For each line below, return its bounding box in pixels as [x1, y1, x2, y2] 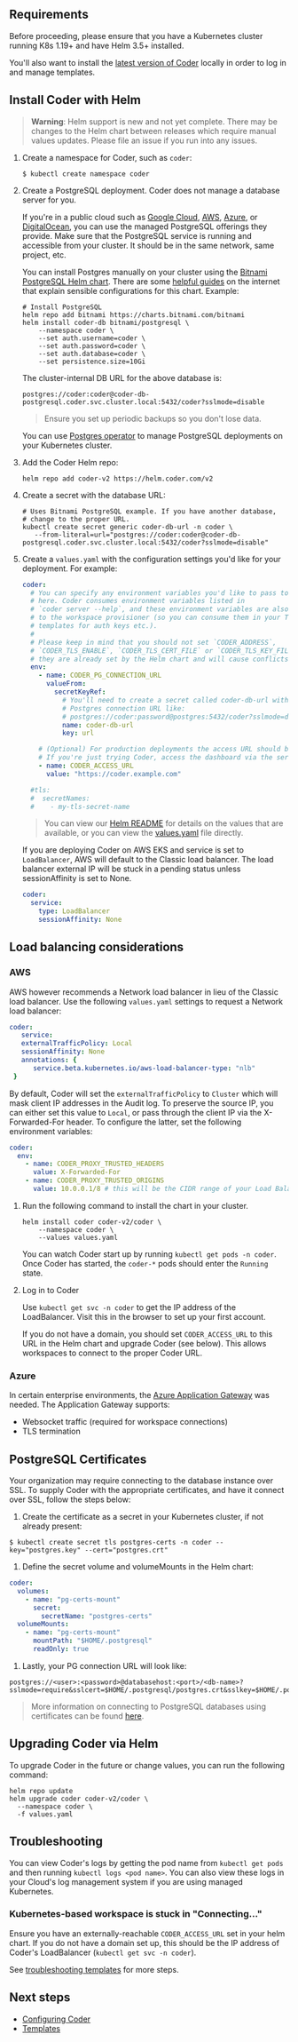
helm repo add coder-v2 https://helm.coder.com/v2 [21, 474, 214, 483]
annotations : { [20, 1056, 77, 1065]
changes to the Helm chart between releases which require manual [30, 125, 277, 136]
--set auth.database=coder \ [38, 349, 146, 358]
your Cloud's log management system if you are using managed [9, 1876, 243, 1887]
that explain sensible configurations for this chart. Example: [21, 285, 239, 296]
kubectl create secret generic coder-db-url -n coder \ [21, 522, 233, 531]
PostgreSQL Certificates [9, 1451, 147, 1466]
